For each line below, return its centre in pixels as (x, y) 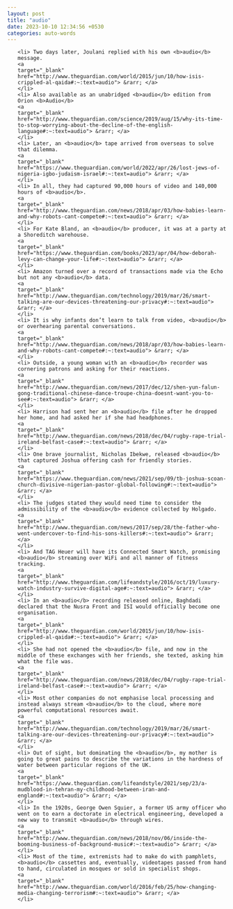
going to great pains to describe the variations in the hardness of (120, 759)
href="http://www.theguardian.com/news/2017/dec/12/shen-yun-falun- (119, 387)
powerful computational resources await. (78, 710)
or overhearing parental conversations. (77, 327)
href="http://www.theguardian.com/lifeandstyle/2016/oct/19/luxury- (119, 582)
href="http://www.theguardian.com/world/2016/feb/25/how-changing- (117, 887)
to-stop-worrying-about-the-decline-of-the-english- (95, 125)
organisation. (38, 613)
